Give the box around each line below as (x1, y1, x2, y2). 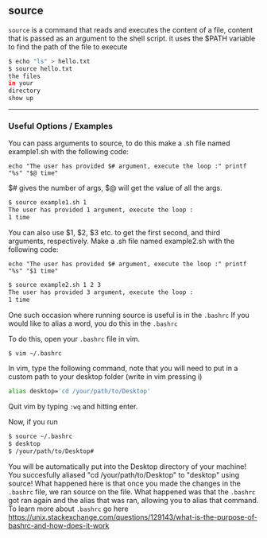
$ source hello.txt (8, 64, 73, 72)
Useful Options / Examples (8, 120, 114, 131)
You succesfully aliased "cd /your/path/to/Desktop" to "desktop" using (8, 470, 240, 479)
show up (8, 95, 34, 103)
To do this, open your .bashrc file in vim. (8, 334, 141, 343)
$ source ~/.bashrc (8, 432, 73, 441)
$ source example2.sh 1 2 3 (8, 281, 102, 288)
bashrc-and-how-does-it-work (8, 521, 110, 530)
